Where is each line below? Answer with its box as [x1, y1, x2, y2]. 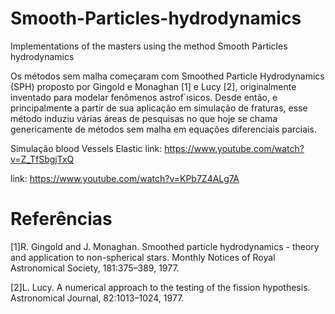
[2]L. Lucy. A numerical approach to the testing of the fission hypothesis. [10, 281, 311, 293]
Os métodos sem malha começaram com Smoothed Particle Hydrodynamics [10, 70, 325, 82]
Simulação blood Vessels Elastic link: [10, 142, 163, 154]
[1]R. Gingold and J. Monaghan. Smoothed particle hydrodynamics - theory [10, 240, 320, 252]
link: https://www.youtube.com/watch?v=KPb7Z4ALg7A [10, 172, 240, 184]
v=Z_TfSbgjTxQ [10, 153, 75, 165]
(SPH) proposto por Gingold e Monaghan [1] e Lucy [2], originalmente [10, 80, 297, 92]
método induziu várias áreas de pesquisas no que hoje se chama [10, 112, 278, 124]
